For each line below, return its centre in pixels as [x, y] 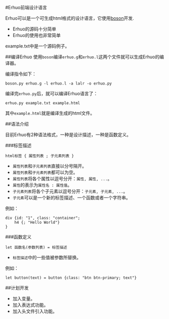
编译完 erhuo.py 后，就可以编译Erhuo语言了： [52, 93]
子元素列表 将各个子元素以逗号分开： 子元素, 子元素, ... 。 [70, 191]
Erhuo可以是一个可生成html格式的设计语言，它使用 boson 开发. [70, 18]
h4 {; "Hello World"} [37, 222]
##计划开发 [17, 288]
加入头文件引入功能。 [35, 311]
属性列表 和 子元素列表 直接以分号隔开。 [50, 166]
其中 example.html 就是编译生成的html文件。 [50, 113]
